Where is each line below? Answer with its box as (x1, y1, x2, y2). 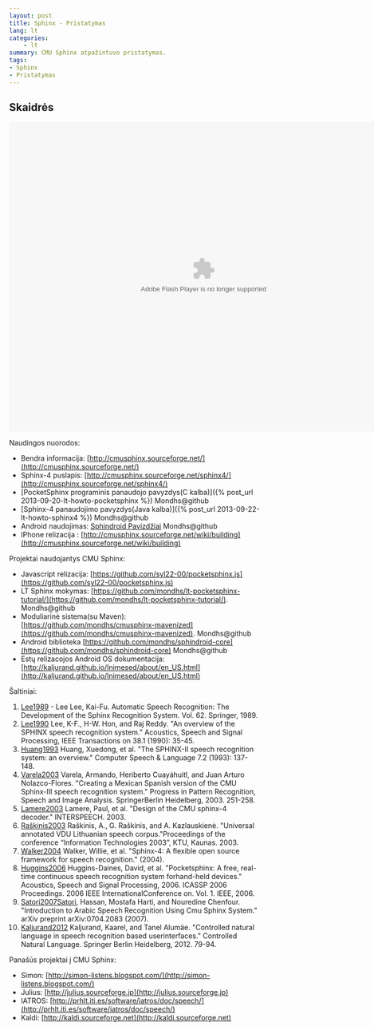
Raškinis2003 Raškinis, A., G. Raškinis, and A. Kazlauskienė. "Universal (20, 821, 254, 830)
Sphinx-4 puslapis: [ (20, 470, 87, 480)
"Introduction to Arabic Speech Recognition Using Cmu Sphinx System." (20, 905, 258, 915)
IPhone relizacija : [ (20, 530, 84, 540)
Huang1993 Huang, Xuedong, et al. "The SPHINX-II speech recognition (20, 744, 254, 755)
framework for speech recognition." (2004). (20, 855, 165, 865)
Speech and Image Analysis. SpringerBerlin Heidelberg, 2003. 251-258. (20, 795, 256, 805)
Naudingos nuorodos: (9, 438, 81, 448)
